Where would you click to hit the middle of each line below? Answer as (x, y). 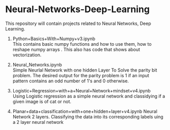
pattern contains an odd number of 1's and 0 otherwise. (71, 81)
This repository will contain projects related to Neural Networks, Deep (78, 23)
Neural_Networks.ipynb (37, 64)
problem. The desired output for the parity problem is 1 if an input (81, 75)
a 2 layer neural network (38, 122)
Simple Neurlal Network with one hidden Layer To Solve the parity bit (85, 70)
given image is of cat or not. (42, 101)
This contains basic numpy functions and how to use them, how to (82, 44)
